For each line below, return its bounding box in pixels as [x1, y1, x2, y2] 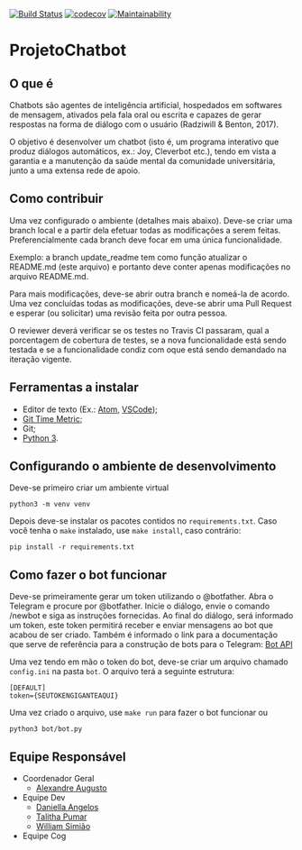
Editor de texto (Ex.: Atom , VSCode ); [22, 404, 158, 415]
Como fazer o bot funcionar [9, 567, 168, 582]
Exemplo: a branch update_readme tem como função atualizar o [9, 251, 248, 262]
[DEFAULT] [9, 683, 47, 693]
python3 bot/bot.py [9, 725, 83, 734]
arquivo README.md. [9, 270, 89, 281]
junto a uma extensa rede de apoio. [9, 165, 141, 176]
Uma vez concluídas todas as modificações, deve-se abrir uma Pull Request [9, 297, 292, 308]
